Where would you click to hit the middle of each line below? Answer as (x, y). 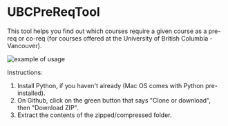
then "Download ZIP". (48, 107)
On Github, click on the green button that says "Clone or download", (114, 100)
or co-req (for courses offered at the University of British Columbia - (115, 38)
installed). (31, 93)
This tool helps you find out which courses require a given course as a (107, 31)
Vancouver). (25, 45)
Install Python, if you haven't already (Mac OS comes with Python (110, 85)
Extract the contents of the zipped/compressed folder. (94, 115)
